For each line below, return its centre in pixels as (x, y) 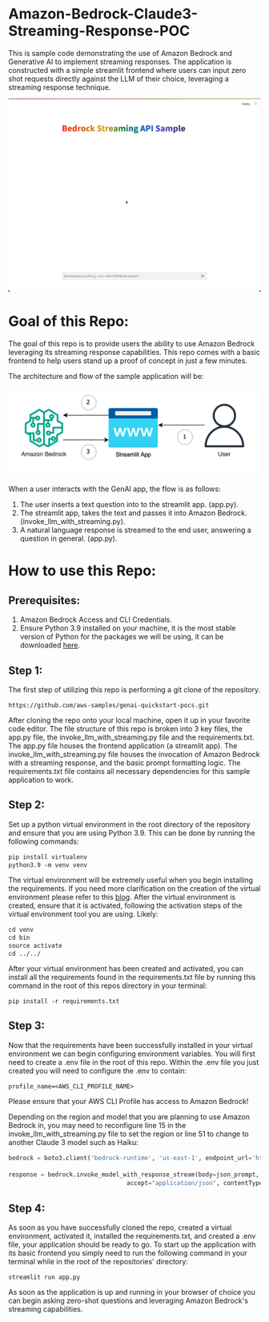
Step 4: (27, 1208)
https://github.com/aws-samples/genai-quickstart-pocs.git (109, 706)
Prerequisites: (44, 601)
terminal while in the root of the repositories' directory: (98, 1262)
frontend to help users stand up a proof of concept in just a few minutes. (128, 361)
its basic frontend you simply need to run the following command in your (128, 1253)
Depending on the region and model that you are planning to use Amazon (129, 1116)
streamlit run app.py (44, 1277)
